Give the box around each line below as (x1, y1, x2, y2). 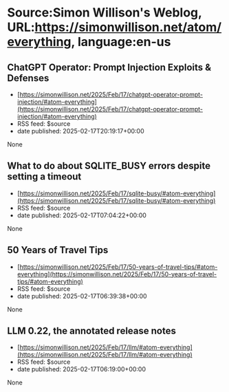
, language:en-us (71, 34, 171, 50)
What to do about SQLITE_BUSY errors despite (7, 160, 211, 172)
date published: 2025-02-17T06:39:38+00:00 (17, 292, 147, 300)
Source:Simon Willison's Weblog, (7, 5, 202, 21)
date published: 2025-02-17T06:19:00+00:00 (17, 365, 146, 373)
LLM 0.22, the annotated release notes (7, 325, 177, 337)
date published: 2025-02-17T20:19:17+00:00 (17, 127, 144, 135)
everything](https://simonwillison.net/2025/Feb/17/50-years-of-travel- (17, 270, 217, 278)
